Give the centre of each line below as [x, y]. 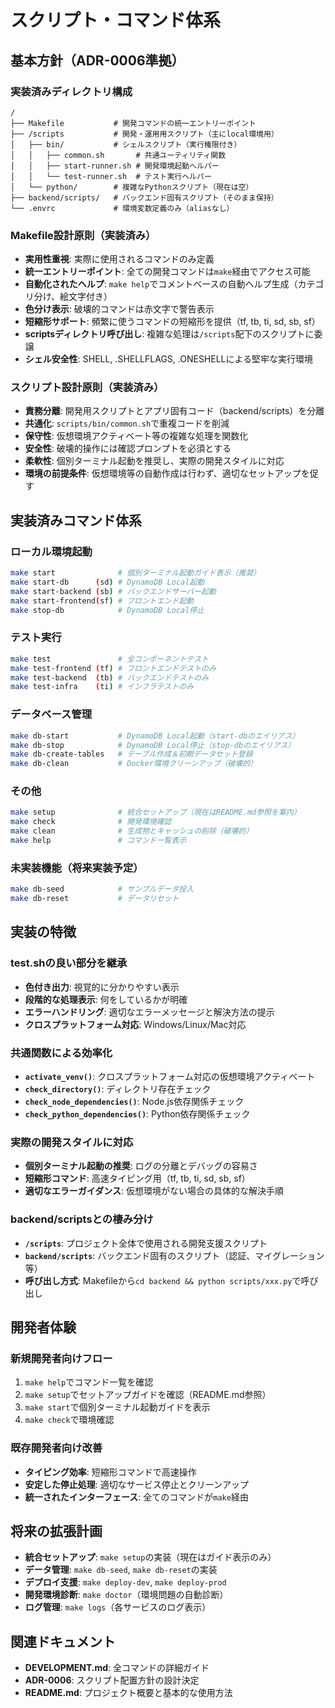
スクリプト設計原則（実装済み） [87, 388]
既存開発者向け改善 [56, 1448]
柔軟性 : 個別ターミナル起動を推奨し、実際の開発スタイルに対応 [154, 461]
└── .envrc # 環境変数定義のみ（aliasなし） [122, 208]
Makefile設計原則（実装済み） [83, 235]
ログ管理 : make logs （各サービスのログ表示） [118, 1607]
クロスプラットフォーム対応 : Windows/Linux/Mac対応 [135, 1024]
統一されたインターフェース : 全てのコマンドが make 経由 [136, 1497]
